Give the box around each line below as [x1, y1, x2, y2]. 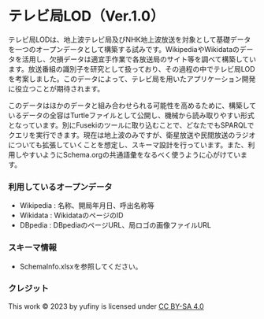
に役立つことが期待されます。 [8, 83, 105, 93]
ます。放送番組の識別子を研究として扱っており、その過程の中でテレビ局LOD [8, 64, 255, 73]
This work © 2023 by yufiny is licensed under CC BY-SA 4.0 [8, 301, 205, 311]
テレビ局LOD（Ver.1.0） [8, 7, 165, 25]
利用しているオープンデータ [8, 181, 113, 192]
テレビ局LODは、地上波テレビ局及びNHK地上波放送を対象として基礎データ [8, 35, 251, 44]
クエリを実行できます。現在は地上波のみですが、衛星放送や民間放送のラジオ [8, 130, 256, 139]
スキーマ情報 [8, 242, 58, 253]
